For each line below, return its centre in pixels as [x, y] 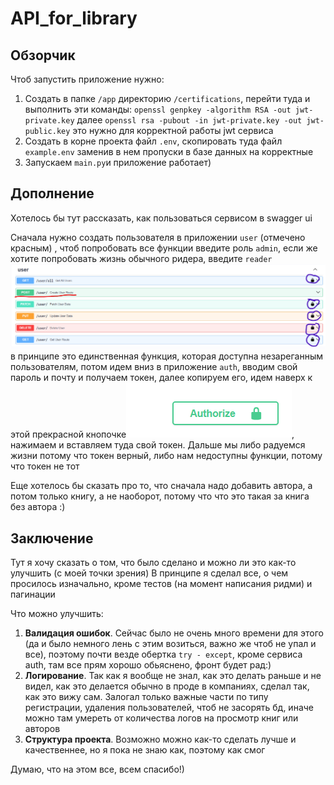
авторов [42, 728]
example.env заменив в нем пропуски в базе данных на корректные [169, 151]
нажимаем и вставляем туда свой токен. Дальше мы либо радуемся [158, 445]
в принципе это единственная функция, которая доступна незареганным [166, 356]
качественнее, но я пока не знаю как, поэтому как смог [145, 749]
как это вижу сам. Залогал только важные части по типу [146, 696]
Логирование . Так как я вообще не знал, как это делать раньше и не [173, 675]
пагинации [33, 594]
